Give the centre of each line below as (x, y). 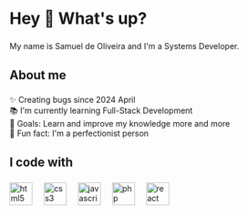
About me (38, 75)
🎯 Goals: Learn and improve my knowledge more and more (120, 124)
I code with (41, 162)
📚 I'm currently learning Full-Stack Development (101, 111)
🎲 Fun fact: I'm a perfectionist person (79, 133)
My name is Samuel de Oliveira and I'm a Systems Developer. (124, 46)
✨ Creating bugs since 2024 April (72, 100)
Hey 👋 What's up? (78, 19)
